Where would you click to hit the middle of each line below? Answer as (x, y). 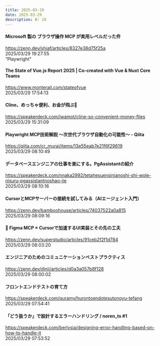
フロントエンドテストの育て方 (36, 286)
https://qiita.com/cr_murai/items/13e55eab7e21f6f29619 (64, 146)
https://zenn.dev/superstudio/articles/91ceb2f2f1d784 (62, 239)
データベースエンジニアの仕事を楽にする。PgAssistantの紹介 (70, 164)
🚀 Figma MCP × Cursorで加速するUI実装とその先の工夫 (63, 228)
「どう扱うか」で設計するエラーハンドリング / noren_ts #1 (66, 316)
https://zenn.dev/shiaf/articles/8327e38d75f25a (55, 48)
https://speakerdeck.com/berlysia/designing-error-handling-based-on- (80, 328)
